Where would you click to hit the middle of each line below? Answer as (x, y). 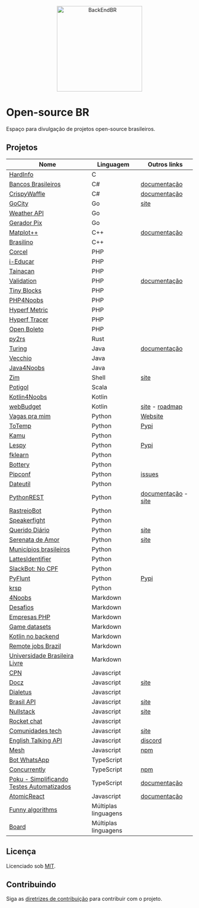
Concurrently (28, 769)
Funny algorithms (33, 809)
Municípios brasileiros (40, 549)
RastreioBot (25, 511)
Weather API (27, 213)
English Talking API (36, 740)
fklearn (19, 455)
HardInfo (21, 174)
